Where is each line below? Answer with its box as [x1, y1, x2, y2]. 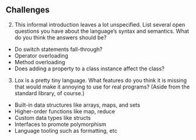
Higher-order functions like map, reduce [14, 107, 115, 115]
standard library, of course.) [14, 89, 85, 96]
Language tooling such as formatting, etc [14, 127, 118, 134]
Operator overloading [14, 52, 69, 59]
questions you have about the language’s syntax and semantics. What [14, 27, 189, 35]
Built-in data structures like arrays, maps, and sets [14, 101, 141, 108]
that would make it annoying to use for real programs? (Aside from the [14, 83, 190, 90]
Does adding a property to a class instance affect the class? [14, 65, 165, 72]
